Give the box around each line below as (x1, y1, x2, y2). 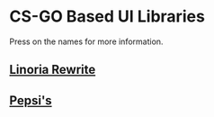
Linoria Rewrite (9, 62, 96, 77)
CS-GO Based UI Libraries (9, 6, 205, 27)
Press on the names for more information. (9, 36, 164, 47)
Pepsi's (9, 93, 52, 108)
